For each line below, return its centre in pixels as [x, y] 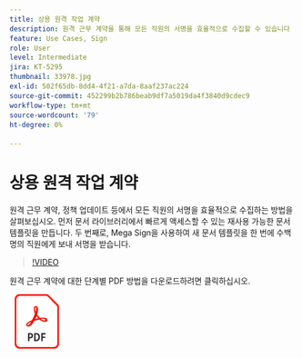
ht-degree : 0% [36, 124]
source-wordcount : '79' [55, 115]
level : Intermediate [49, 58]
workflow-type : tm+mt [50, 105]
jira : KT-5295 [36, 67]
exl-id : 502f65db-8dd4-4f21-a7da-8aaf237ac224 [99, 86]
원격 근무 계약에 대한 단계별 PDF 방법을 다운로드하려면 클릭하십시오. [130, 281]
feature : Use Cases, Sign [58, 38]
